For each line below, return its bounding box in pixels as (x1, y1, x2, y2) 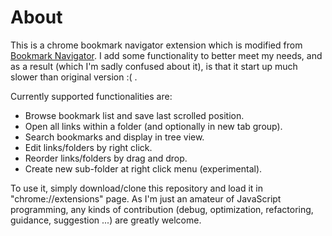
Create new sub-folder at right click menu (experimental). (24, 162, 263, 175)
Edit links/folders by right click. (24, 141, 153, 153)
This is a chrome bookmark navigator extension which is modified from (10, 39, 303, 51)
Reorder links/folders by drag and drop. (24, 152, 188, 164)
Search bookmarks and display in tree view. (24, 131, 205, 143)
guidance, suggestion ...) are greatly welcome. (10, 214, 202, 226)
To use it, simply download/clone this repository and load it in (10, 182, 264, 194)
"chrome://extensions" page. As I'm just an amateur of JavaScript (10, 192, 282, 205)
